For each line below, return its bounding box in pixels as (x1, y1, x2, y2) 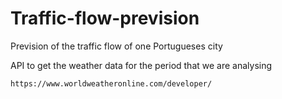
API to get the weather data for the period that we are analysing (10, 59, 273, 71)
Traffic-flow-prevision (10, 7, 200, 30)
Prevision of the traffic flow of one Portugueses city (10, 40, 223, 52)
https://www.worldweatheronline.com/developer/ (10, 78, 213, 89)
